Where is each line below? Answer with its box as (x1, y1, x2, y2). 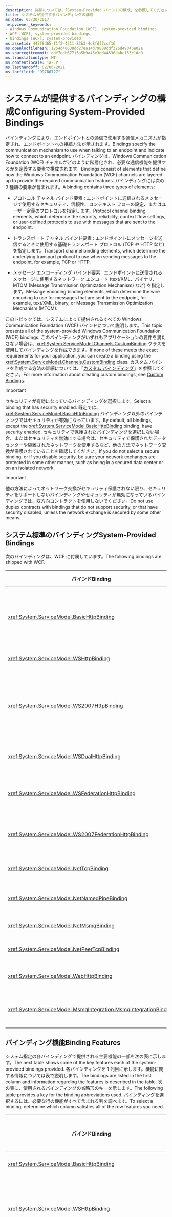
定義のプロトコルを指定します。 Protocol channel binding (26, 207, 146, 214)
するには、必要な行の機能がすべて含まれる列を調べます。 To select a (9, 1098, 153, 1104)
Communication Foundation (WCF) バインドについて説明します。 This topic (5, 322, 163, 328)
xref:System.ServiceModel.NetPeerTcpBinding (8, 946, 120, 953)
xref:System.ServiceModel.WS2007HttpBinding (8, 702, 123, 709)
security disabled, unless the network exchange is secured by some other (5, 509, 161, 515)
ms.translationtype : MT (5, 55, 56, 60)
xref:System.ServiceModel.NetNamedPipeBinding (8, 895, 128, 902)
